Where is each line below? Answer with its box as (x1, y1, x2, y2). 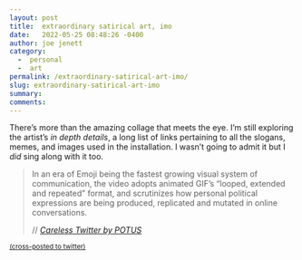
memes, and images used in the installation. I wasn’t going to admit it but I (9, 141, 286, 152)
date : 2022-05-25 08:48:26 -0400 (9, 30, 144, 39)
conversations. (31, 207, 88, 218)
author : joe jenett (9, 38, 83, 48)
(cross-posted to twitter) (9, 242, 86, 252)
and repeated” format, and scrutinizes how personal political (31, 188, 258, 199)
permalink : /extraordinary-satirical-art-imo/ (9, 72, 189, 82)
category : (9, 47, 47, 56)
